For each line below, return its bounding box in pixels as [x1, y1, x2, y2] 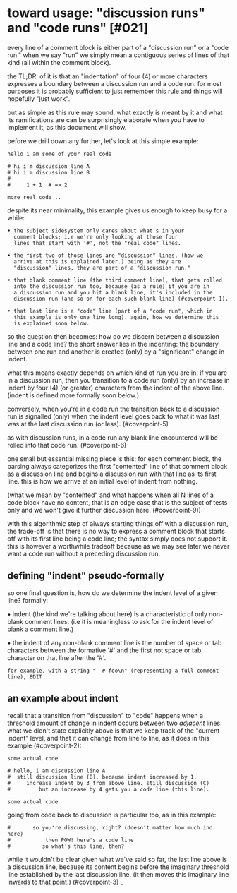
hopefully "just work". [7, 94, 71, 103]
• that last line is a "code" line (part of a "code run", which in [7, 307, 213, 315]
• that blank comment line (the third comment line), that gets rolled [7, 277, 222, 284]
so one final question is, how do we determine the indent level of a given [7, 588, 218, 597]
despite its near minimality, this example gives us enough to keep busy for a [7, 206, 228, 215]
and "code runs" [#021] [7, 20, 149, 36]
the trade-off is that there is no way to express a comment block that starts [7, 527, 226, 535]
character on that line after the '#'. [7, 653, 107, 661]
